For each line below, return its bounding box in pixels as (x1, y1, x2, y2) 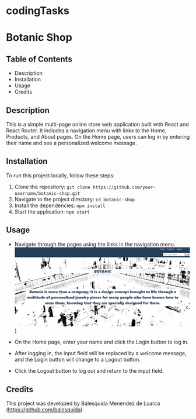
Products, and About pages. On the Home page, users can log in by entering (6, 133, 190, 140)
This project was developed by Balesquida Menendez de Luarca (6, 400, 160, 407)
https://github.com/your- (92, 184, 156, 190)
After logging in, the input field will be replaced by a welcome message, (14, 350, 187, 357)
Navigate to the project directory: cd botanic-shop (14, 195, 135, 202)
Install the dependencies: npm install (14, 202, 106, 209)
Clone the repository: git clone (14, 183, 90, 190)
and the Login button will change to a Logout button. (14, 356, 141, 363)
